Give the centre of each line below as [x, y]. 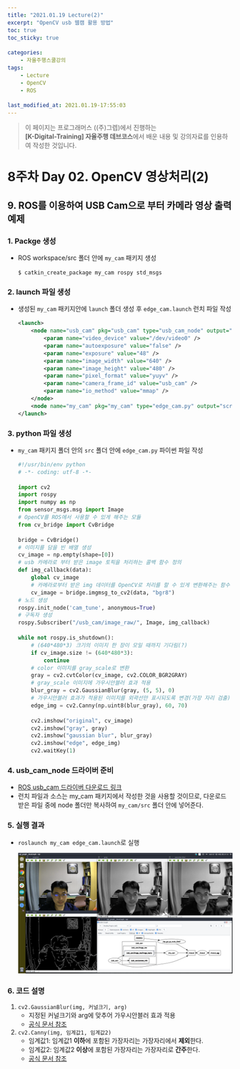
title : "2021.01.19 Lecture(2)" [55, 15]
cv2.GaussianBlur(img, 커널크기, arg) [72, 1008]
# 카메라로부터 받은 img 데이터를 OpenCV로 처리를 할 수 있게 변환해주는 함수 [131, 585]
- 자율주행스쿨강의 [43, 61]
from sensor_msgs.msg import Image [71, 510]
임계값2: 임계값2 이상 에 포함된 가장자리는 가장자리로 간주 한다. [114, 1050]
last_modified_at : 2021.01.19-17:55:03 [67, 106]
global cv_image [55, 578]
